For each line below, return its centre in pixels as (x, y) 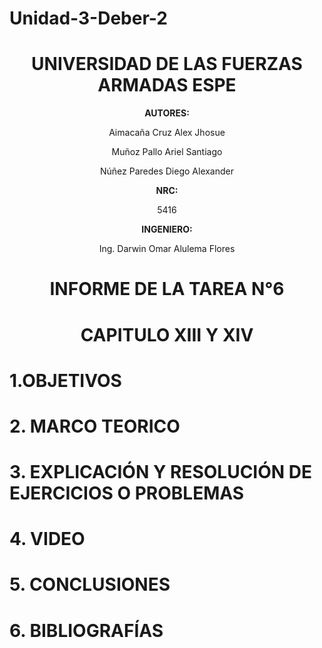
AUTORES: (167, 113)
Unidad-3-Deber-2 (88, 18)
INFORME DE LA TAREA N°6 (167, 289)
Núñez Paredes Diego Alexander (167, 171)
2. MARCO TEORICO (95, 426)
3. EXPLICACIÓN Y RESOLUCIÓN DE (160, 472)
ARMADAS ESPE (167, 85)
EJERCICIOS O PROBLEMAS (127, 493)
